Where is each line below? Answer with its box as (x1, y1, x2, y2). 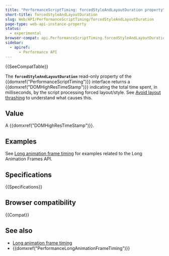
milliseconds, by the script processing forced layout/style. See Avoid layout (5, 89, 161, 95)
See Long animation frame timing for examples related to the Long (5, 151, 142, 157)
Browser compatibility (5, 199, 76, 207)
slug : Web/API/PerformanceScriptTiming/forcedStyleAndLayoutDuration (5, 17, 154, 22)
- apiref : (10, 45, 30, 50)
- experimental (10, 31, 42, 36)
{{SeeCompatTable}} (5, 63, 49, 70)
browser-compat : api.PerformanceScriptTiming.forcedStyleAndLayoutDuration (5, 36, 167, 41)
